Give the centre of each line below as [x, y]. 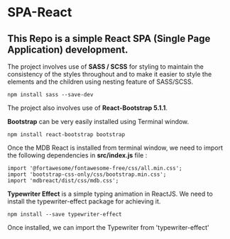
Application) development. [68, 49]
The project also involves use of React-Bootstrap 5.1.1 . [88, 108]
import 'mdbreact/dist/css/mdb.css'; [63, 181]
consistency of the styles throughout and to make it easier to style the [110, 74]
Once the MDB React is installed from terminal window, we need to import [115, 148]
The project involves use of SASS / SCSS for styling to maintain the [105, 67]
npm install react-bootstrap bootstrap [66, 135]
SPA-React [40, 12]
